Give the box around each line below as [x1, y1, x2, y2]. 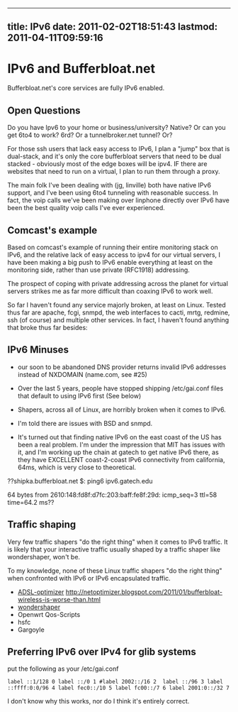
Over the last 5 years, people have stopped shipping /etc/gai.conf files [17, 384, 224, 393]
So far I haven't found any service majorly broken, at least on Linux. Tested [7, 300, 227, 309]
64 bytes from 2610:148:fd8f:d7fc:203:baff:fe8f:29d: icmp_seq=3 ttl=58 [7, 491, 217, 499]
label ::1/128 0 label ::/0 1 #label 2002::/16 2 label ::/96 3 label [7, 679, 223, 686]
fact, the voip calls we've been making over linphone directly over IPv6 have [7, 196, 230, 204]
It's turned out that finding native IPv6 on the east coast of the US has [17, 432, 222, 441]
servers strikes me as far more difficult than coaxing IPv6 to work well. [7, 287, 213, 295]
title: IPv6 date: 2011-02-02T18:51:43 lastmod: [7, 21, 218, 33]
